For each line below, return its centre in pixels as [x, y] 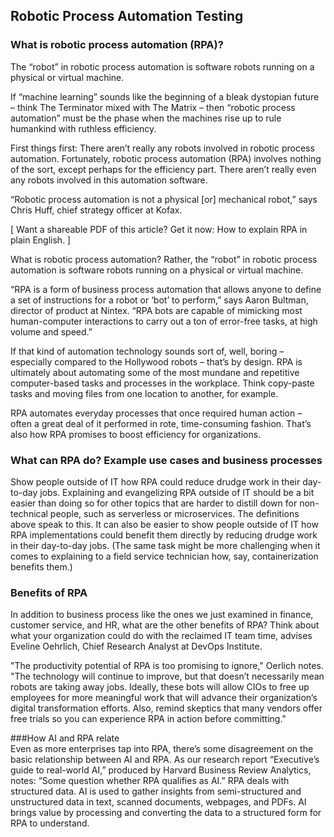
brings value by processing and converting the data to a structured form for [166, 813]
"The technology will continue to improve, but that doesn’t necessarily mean [167, 676]
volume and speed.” [51, 331]
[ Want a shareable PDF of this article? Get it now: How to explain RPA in [159, 229]
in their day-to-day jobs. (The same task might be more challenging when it [165, 545]
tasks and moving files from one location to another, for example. [144, 393]
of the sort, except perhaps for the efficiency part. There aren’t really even [163, 169]
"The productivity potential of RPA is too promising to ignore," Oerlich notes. [167, 666]
